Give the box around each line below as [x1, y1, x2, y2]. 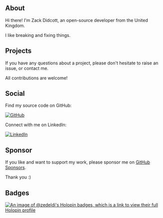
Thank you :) [5, 174, 31, 180]
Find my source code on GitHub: [5, 102, 72, 109]
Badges [5, 189, 29, 197]
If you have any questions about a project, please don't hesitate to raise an [5, 60, 159, 66]
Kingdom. [5, 22, 25, 28]
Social [5, 89, 25, 98]
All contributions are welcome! [5, 75, 68, 81]
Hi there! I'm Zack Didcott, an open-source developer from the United [5, 17, 149, 23]
